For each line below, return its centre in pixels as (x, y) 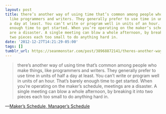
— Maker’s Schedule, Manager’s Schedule (47, 106)
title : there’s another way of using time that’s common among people (79, 14)
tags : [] (14, 46)
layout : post (19, 10)
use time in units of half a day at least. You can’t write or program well (88, 76)
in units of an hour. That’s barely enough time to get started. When (85, 81)
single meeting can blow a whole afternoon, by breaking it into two (85, 91)
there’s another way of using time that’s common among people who (87, 65)
